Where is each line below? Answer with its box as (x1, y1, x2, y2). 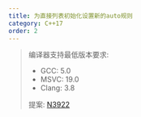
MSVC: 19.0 (40, 74, 79, 85)
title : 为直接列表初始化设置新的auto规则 (8, 11, 134, 20)
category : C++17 (8, 19, 63, 27)
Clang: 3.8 (40, 83, 75, 93)
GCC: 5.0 (40, 66, 71, 76)
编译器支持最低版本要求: (28, 50, 109, 60)
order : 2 (8, 27, 38, 35)
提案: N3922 (28, 100, 70, 110)
